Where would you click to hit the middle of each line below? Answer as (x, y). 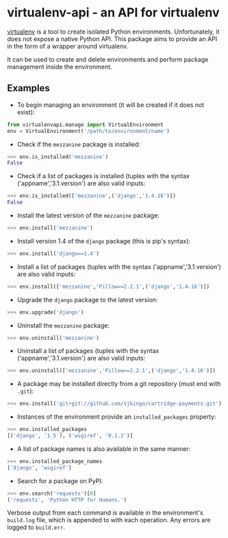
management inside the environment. (60, 66)
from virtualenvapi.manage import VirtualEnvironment (86, 125)
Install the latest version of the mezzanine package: (88, 215)
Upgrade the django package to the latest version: (87, 299)
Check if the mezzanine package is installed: (78, 144)
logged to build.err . (36, 527)
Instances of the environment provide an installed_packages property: (116, 417)
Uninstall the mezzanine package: (63, 325)
